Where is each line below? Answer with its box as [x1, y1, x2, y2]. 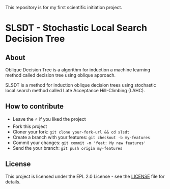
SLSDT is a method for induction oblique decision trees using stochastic [5, 82, 156, 88]
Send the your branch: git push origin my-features [12, 145, 123, 151]
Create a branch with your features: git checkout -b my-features [12, 134, 150, 140]
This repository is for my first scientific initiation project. [5, 5, 123, 10]
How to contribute [5, 102, 64, 111]
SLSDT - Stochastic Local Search [5, 22, 148, 34]
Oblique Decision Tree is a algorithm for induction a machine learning [5, 67, 151, 73]
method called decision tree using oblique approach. [5, 72, 116, 78]
